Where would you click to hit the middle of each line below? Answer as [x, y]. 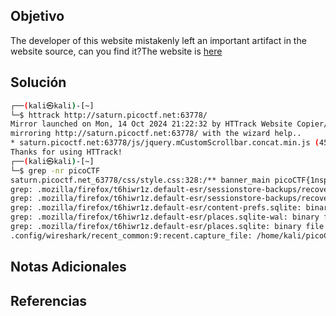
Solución [38, 82]
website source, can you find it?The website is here [116, 51]
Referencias [49, 300]
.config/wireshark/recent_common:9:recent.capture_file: [131, 235]
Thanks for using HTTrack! [66, 152]
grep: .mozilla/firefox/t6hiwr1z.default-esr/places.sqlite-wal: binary [165, 217]
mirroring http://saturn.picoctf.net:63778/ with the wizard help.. [156, 134]
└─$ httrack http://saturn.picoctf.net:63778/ [109, 115]
